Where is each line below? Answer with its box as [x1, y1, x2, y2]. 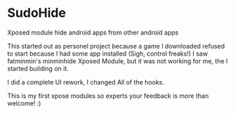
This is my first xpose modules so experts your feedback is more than [7, 91, 209, 100]
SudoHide [7, 5, 67, 21]
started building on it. [7, 64, 69, 72]
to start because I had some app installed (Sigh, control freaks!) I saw [7, 49, 208, 58]
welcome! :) [7, 99, 41, 107]
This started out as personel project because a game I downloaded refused [7, 42, 225, 50]
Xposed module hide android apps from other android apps [7, 28, 179, 37]
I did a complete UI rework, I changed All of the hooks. [7, 77, 165, 86]
